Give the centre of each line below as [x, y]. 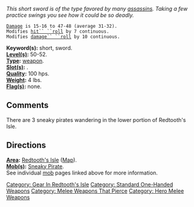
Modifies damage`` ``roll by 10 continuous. [63, 37]
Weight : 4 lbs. [24, 80]
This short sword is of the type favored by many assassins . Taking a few [97, 9]
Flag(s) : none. [24, 86]
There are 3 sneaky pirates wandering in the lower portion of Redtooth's [96, 119]
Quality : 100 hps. [28, 74]
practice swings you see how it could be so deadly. [70, 15]
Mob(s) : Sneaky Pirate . [35, 166]
